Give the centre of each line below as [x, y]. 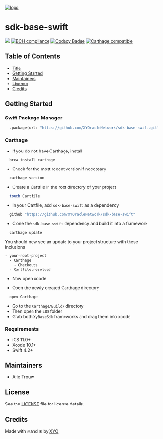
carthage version [27, 178]
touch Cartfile [25, 196]
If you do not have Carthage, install [47, 151]
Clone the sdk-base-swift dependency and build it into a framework [80, 224]
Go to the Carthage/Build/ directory [48, 306]
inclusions [15, 247]
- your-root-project [26, 256]
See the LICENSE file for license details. [45, 404]
